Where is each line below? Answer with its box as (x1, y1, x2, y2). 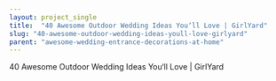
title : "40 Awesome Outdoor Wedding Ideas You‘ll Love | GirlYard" (9, 21, 268, 30)
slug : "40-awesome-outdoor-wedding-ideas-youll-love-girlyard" (9, 29, 248, 38)
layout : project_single (9, 12, 98, 22)
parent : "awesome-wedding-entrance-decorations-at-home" (9, 37, 225, 47)
